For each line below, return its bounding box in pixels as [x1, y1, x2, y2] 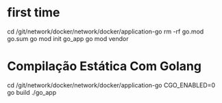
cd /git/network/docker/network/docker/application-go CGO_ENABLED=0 [7, 80, 216, 89]
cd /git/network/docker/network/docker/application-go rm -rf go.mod [7, 27, 204, 35]
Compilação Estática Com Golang [7, 59, 202, 74]
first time [7, 5, 60, 20]
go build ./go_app [7, 88, 57, 96]
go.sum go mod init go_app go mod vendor [7, 34, 129, 42]
